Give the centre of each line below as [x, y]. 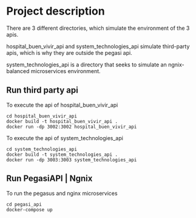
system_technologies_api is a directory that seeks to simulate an [86, 65]
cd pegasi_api [24, 204]
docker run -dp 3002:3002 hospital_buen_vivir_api [72, 127]
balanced [18, 71]
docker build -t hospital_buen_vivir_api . [62, 121]
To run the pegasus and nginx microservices [62, 193]
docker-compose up [29, 209]
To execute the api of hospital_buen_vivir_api [62, 105]
